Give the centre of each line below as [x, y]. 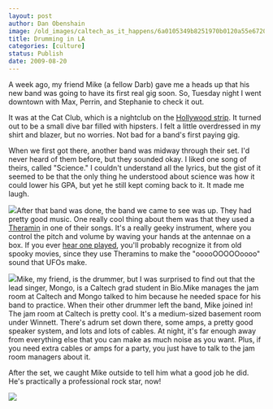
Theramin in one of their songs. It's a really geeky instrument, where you [130, 228]
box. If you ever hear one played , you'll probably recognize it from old [125, 245]
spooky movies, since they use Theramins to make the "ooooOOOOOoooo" [134, 254]
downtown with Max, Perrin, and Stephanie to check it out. [106, 102]
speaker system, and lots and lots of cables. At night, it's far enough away [132, 331]
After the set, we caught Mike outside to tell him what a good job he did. [129, 372]
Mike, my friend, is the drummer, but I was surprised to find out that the [136, 279]
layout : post [30, 16]
